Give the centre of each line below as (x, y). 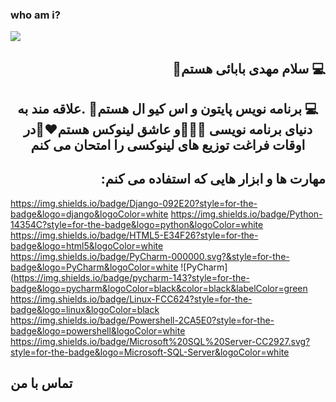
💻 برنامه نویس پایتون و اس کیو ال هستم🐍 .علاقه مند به (168, 109)
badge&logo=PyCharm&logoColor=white (94, 267)
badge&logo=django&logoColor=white (89, 214)
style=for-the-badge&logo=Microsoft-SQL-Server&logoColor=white (150, 352)
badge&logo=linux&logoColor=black (85, 309)
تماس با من (41, 383)
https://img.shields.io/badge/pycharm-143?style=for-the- (131, 277)
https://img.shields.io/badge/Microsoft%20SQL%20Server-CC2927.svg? (160, 341)
